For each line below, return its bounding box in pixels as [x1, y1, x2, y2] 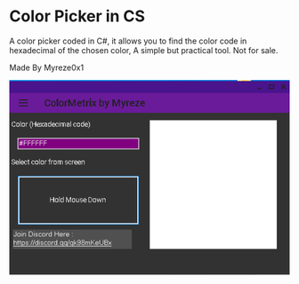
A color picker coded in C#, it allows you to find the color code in [9, 35, 247, 46]
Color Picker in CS [9, 6, 145, 27]
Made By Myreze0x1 [9, 62, 85, 73]
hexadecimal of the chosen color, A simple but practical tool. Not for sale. [9, 44, 279, 55]
